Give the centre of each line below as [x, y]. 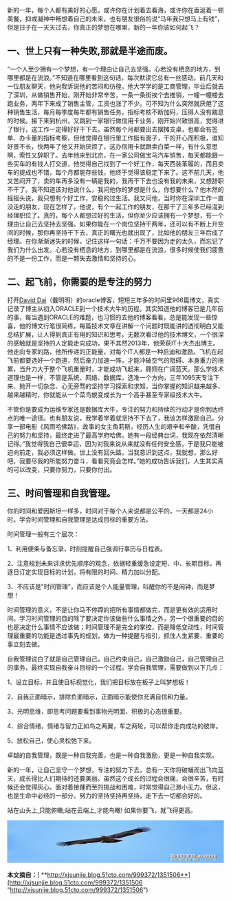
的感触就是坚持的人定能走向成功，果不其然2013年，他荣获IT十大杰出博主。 [113, 343]
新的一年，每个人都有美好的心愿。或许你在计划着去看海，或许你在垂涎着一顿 [115, 10]
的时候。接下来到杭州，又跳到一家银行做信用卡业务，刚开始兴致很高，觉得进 [115, 120]
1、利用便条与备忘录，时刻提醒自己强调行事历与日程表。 [87, 549]
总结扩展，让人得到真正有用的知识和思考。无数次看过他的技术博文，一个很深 [115, 334]
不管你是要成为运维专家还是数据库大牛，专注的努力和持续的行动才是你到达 [112, 409]
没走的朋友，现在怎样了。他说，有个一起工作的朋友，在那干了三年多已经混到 [115, 206]
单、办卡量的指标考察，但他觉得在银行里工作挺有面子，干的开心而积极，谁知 [115, 138]
